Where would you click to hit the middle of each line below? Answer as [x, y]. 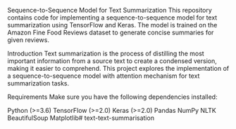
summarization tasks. [38, 83]
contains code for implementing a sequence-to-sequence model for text [112, 18]
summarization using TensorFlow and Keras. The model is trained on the [112, 25]
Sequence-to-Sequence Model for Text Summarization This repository [110, 10]
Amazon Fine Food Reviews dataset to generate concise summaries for [111, 32]
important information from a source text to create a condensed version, [112, 61]
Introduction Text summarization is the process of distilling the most [106, 53]
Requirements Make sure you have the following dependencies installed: [112, 97]
